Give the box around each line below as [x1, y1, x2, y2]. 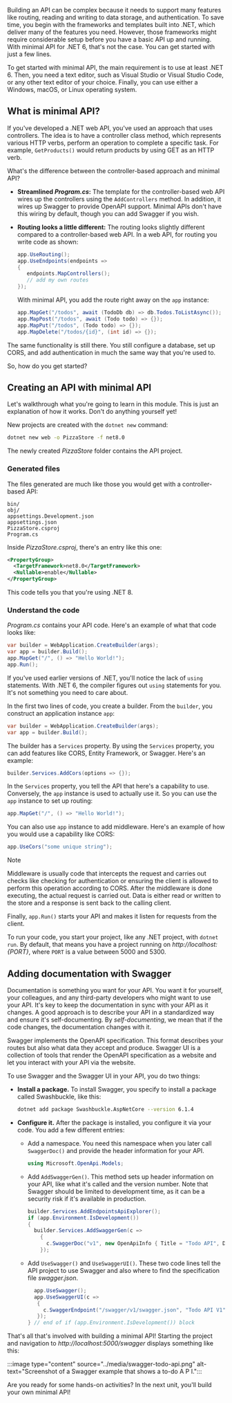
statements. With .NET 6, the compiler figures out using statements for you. [7, 681, 222, 689]
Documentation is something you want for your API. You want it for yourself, [7, 986, 223, 995]
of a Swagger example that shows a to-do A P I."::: [58, 1367, 202, 1376]
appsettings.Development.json [7, 512, 95, 520]
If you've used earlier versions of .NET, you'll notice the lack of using [7, 673, 204, 682]
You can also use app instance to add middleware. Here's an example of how [7, 823, 225, 831]
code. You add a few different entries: [17, 1125, 125, 1134]
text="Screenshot [7, 1367, 57, 1376]
